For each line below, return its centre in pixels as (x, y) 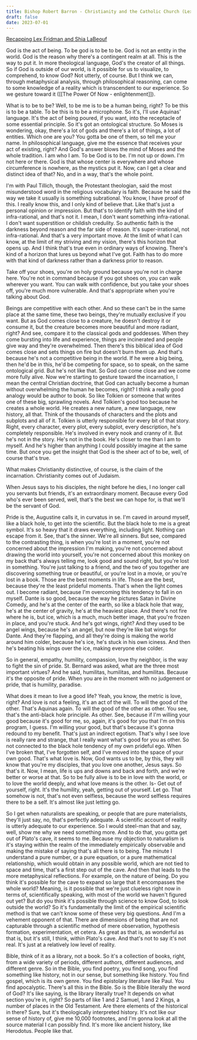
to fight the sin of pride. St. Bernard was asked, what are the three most (93, 666)
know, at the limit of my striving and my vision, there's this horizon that (91, 242)
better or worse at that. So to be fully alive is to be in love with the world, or (97, 777)
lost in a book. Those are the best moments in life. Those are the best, (91, 580)
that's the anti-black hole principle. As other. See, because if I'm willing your (98, 715)
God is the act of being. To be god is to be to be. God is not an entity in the (96, 51)
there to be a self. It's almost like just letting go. (63, 802)
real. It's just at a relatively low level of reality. (61, 945)
